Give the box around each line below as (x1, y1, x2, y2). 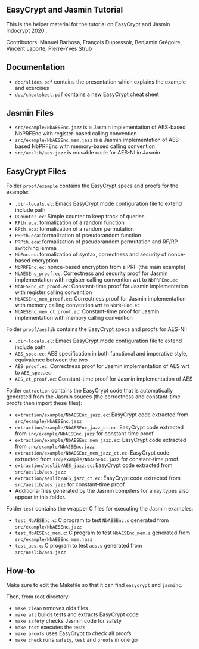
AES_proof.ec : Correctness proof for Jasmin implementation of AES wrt (14, 363, 189, 370)
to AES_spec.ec (14, 369, 51, 376)
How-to (6, 565, 35, 576)
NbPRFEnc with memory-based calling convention (32, 143, 156, 150)
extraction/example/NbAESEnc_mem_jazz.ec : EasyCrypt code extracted (14, 437, 186, 444)
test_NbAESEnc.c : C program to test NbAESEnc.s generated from (14, 517, 169, 524)
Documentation (6, 62, 66, 72)
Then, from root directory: (6, 593, 70, 600)
